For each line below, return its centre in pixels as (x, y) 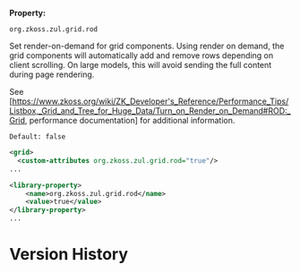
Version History (69, 255)
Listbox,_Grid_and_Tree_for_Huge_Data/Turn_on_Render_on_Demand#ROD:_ (150, 111)
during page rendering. (52, 74)
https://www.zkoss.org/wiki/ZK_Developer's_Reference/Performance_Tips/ (150, 101)
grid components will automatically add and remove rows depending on (141, 55)
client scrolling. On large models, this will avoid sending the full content (141, 65)
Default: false (38, 137)
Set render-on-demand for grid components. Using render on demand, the (147, 46)
